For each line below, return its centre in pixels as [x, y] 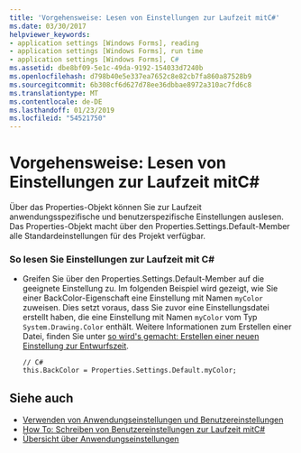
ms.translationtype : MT [54, 93]
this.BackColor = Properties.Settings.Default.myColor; [129, 371]
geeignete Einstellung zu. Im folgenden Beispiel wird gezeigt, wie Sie [150, 289]
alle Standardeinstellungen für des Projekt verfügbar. [107, 236]
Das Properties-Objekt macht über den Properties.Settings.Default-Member [150, 226]
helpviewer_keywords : [50, 34]
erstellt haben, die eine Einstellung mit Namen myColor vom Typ [140, 318]
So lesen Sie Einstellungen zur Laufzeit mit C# [112, 259]
